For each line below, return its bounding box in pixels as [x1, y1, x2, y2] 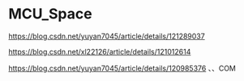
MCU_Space [8, 5, 92, 23]
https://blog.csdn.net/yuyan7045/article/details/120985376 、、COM [8, 63, 237, 73]
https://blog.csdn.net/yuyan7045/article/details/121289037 [8, 31, 205, 41]
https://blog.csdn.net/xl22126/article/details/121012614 [8, 47, 191, 56]
